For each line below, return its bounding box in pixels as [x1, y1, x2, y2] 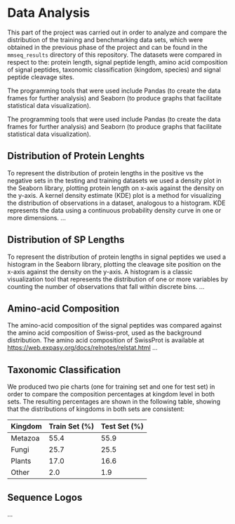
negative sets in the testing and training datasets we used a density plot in [7, 176, 222, 184]
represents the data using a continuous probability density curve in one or [7, 206, 222, 215]
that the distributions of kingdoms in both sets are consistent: [7, 405, 184, 413]
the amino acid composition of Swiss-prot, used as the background [7, 328, 202, 337]
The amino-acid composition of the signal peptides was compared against [7, 321, 222, 330]
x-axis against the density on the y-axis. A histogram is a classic [7, 267, 193, 276]
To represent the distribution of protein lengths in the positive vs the [7, 168, 204, 177]
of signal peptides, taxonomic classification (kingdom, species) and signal [7, 65, 221, 74]
